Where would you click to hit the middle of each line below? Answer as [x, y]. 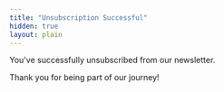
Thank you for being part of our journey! [85, 78]
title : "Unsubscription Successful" [78, 18]
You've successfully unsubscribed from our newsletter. [112, 60]
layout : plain [36, 34]
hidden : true [34, 26]
